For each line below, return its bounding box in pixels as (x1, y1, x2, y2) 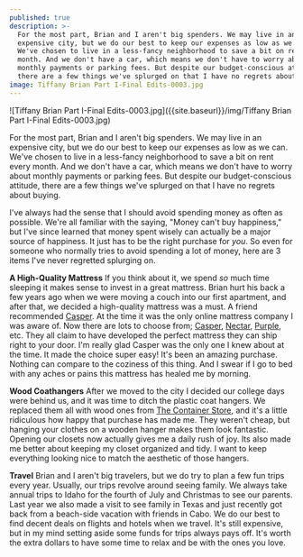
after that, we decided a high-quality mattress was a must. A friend (9, 301, 258, 312)
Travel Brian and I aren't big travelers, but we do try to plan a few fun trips (9, 470, 285, 480)
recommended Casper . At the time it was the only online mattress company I (9, 310, 293, 321)
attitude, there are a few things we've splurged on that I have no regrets (9, 179, 276, 190)
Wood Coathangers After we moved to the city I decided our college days (9, 385, 286, 397)
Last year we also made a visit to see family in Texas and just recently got (9, 498, 282, 509)
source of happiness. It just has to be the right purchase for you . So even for (9, 235, 293, 246)
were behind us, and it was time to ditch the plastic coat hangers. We (9, 395, 266, 406)
